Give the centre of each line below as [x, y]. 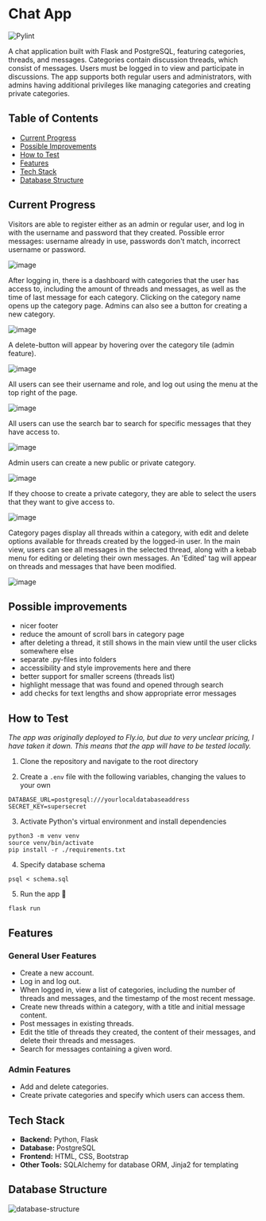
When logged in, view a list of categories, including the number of [127, 990]
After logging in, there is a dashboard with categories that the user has [124, 280]
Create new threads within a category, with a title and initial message [132, 1006]
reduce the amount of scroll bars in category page [102, 634]
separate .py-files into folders [68, 660]
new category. [32, 314]
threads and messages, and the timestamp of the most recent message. [137, 998]
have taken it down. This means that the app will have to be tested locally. [130, 746]
